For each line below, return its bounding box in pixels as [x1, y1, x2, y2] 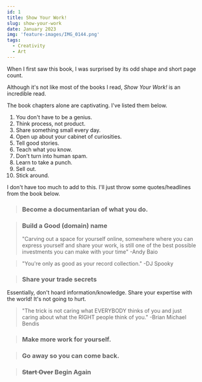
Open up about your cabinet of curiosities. [15, 133, 122, 140]
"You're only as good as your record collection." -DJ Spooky [21, 260, 174, 267]
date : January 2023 [7, 26, 57, 32]
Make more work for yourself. [21, 335, 111, 344]
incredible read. [7, 89, 46, 97]
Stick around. [15, 172, 49, 179]
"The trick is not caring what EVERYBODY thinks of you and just [21, 307, 182, 314]
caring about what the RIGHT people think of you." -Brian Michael [21, 314, 187, 321]
